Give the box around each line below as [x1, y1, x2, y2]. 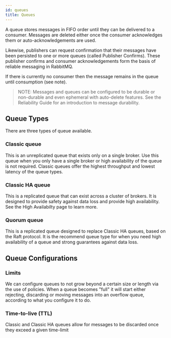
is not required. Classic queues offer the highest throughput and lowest [5, 163, 155, 169]
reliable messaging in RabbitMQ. [5, 63, 74, 70]
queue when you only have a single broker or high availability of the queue [5, 157, 162, 164]
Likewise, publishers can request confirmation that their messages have [5, 47, 157, 53]
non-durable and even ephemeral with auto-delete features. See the [17, 94, 162, 100]
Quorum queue [5, 216, 43, 223]
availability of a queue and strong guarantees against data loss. [5, 239, 139, 245]
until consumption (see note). [5, 79, 67, 85]
